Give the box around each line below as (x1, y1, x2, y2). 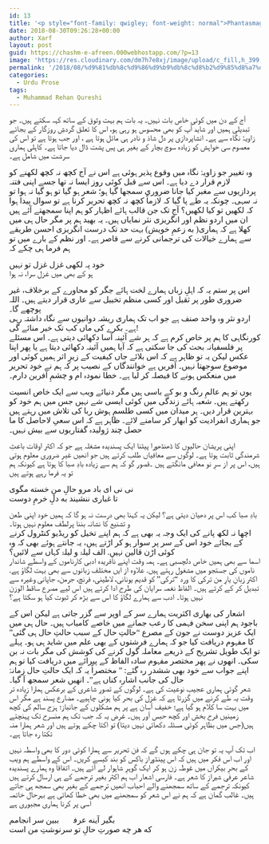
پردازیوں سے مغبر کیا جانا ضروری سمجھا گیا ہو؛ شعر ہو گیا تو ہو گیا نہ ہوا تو (9, 187, 256, 196)
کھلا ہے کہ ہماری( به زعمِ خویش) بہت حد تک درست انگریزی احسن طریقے (9, 224, 251, 234)
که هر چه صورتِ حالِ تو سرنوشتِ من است (9, 825, 152, 834)
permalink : (9, 64, 45, 72)
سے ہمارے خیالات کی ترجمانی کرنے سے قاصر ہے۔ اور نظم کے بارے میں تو (9, 234, 252, 244)
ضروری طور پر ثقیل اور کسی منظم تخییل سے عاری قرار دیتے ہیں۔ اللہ (9, 295, 243, 304)
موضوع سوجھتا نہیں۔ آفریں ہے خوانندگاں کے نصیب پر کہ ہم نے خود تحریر (9, 361, 248, 371)
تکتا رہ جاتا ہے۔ (9, 729, 53, 739)
